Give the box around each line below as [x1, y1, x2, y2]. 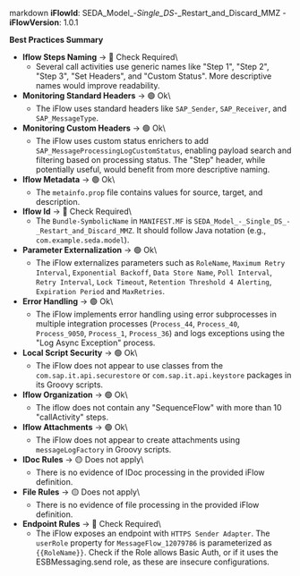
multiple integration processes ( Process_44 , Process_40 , [35, 318, 240, 329]
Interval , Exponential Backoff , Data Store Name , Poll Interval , [35, 267, 273, 277]
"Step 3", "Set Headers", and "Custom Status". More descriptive [35, 71, 272, 81]
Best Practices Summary [9, 35, 104, 45]
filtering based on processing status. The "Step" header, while [35, 155, 266, 165]
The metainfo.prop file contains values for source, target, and [35, 187, 263, 198]
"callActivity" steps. [35, 411, 109, 422]
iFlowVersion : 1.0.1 [9, 17, 79, 28]
